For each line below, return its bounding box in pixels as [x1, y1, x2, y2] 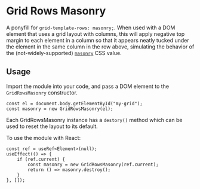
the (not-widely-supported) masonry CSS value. [6, 49, 122, 56]
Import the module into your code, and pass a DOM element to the [6, 83, 169, 90]
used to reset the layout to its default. [6, 123, 99, 130]
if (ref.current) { [17, 156, 66, 162]
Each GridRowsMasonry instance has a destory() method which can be [6, 116, 183, 123]
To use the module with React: [6, 134, 81, 141]
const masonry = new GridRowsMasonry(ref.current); [27, 161, 159, 167]
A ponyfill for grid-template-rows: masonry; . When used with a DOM [6, 24, 176, 31]
